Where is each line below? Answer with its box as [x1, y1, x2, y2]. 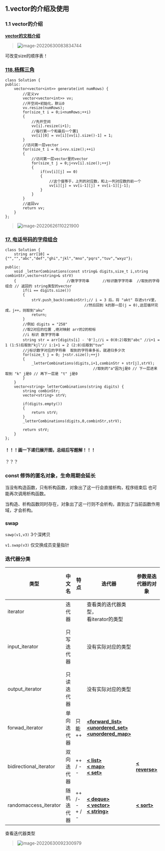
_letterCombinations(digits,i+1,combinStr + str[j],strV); [31, 361, 155, 366]
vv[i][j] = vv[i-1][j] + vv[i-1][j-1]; [49, 183, 131, 188]
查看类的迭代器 [86, 601, 121, 608]
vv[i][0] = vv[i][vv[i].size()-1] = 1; [31, 133, 113, 138]
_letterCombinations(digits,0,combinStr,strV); [23, 419, 122, 424]
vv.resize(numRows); [23, 105, 65, 110]
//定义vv [23, 91, 39, 96]
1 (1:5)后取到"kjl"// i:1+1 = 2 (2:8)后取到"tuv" [5, 343, 104, 348]
